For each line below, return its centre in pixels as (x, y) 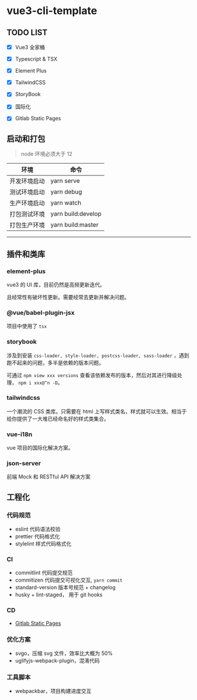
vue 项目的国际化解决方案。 (40, 448)
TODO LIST (27, 33)
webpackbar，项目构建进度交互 (53, 691)
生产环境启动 (27, 203)
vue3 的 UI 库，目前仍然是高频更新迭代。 (56, 284)
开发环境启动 (27, 181)
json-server (24, 463)
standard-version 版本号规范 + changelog (65, 587)
